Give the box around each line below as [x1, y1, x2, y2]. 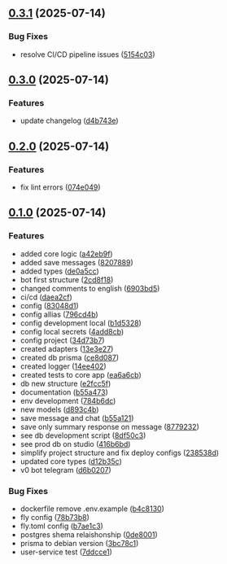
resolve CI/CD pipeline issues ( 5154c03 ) [20, 49, 156, 59]
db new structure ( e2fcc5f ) [20, 378, 111, 388]
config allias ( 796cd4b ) [20, 309, 99, 319]
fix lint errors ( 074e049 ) [20, 182, 101, 192]
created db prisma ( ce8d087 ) [20, 352, 120, 362]
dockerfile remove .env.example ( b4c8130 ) [20, 504, 165, 514]
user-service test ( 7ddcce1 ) [20, 547, 112, 557]
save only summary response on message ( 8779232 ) [20, 422, 199, 431]
